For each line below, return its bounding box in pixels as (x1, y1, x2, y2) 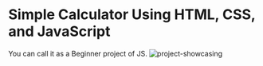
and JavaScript (8, 22, 111, 41)
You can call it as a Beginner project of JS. (8, 49, 147, 58)
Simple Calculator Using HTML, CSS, (8, 6, 256, 24)
